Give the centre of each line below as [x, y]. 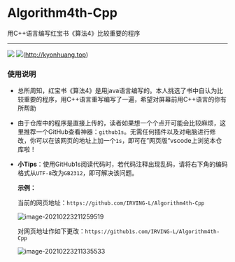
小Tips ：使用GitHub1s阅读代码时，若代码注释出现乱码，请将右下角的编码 [122, 164]
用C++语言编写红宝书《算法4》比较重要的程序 [74, 33]
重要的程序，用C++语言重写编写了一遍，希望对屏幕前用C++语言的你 [122, 99]
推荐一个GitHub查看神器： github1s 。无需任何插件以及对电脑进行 [116, 132]
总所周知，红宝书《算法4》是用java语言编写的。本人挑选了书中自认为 [117, 91]
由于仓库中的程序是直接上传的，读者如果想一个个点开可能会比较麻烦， [119, 123]
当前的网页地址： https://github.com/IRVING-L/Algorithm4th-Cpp [111, 203]
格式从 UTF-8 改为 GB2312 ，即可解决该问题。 [78, 173]
